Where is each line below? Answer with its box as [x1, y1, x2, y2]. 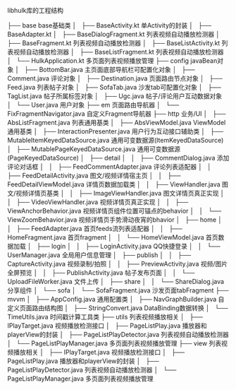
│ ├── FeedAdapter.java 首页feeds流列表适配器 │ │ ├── [7, 225, 183, 232]
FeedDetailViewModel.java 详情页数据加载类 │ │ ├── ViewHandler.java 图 [7, 180, 229, 189]
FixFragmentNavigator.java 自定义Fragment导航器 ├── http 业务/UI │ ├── [7, 110, 226, 118]
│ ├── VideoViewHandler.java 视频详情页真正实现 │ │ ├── [7, 198, 189, 206]
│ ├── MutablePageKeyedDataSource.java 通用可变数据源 [7, 145, 181, 153]
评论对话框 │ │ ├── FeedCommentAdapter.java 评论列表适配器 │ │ [7, 162, 212, 171]
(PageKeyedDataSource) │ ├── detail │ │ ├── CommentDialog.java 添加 [7, 154, 230, 162]
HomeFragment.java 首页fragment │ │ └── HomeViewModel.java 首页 [7, 233, 218, 242]
